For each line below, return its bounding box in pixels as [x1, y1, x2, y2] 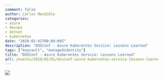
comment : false [5, 7, 36, 12]
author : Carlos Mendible [5, 12, 55, 16]
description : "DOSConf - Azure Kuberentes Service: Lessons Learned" [5, 43, 149, 48]
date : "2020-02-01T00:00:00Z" [5, 39, 66, 44]
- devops [5, 25, 23, 30]
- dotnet [5, 30, 23, 34]
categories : [5, 16, 29, 21]
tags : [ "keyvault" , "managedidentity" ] [5, 48, 86, 52]
